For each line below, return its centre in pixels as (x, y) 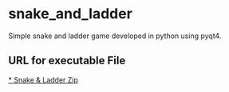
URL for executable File (67, 61)
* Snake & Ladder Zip (43, 79)
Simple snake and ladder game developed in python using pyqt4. (115, 36)
